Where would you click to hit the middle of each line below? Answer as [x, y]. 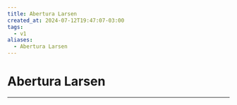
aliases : [20, 40]
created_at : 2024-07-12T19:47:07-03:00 [66, 20]
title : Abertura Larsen [42, 14]
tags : [15, 27]
